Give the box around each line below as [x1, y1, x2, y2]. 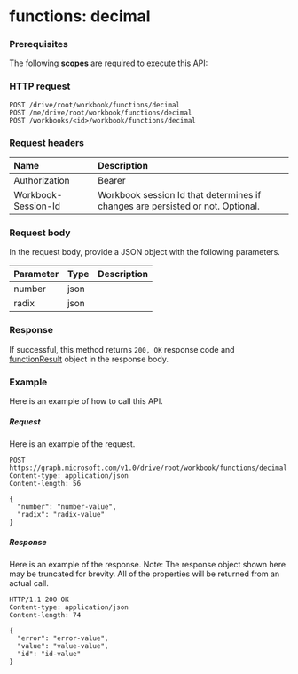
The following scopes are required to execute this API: [9, 58, 208, 68]
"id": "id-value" [17, 649, 82, 658]
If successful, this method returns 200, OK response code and [9, 344, 235, 354]
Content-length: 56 [9, 479, 82, 488]
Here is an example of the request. [9, 438, 136, 449]
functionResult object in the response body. [9, 353, 169, 364]
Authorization [13, 175, 70, 187]
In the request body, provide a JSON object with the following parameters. [9, 247, 281, 258]
